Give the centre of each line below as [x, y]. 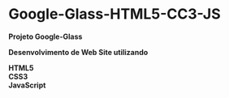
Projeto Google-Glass [45, 36]
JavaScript [27, 85]
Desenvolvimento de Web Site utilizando [78, 52]
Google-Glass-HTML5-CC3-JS [114, 14]
